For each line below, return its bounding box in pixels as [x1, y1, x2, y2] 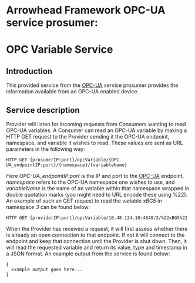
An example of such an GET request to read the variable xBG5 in [6, 197, 162, 204]
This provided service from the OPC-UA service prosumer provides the [6, 82, 179, 89]
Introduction [6, 66, 53, 76]
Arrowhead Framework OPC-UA [6, 4, 166, 17]
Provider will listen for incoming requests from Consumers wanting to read [6, 121, 186, 127]
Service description [6, 105, 80, 115]
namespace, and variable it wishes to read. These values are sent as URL [6, 139, 183, 146]
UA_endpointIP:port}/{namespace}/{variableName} [6, 162, 127, 168]
